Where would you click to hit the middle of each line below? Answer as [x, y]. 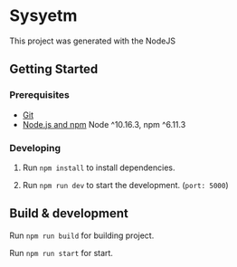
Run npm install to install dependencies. [99, 167]
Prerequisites [39, 95]
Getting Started [54, 69]
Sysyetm [43, 16]
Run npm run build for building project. [82, 235]
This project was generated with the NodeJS [93, 41]
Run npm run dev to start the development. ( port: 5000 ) [125, 185]
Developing [35, 148]
